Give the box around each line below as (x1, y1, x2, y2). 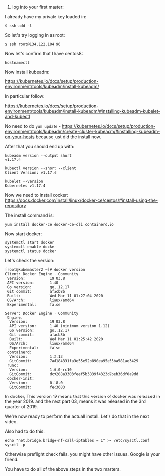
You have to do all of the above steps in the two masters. (5, 466, 121, 472)
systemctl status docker (5, 249, 56, 254)
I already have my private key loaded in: (5, 14, 87, 19)
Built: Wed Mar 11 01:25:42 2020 (9, 337, 103, 342)
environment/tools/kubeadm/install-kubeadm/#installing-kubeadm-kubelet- (5, 108, 160, 114)
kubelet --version (5, 179, 43, 184)
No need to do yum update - (5, 123, 61, 129)
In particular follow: (5, 93, 45, 99)
